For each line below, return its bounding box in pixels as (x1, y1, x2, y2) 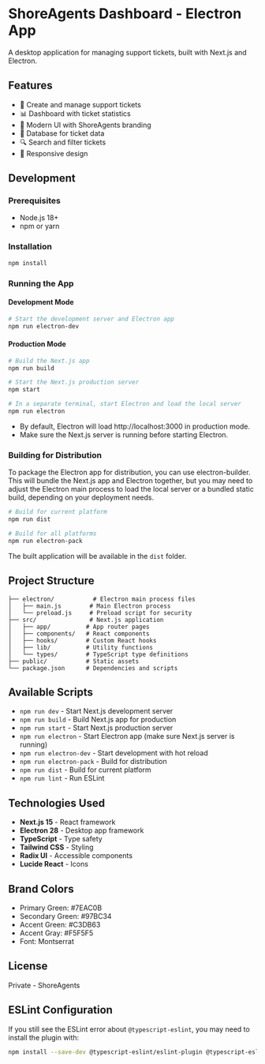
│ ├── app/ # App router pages (8, 623, 150, 631)
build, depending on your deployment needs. (8, 493, 155, 502)
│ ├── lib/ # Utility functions (8, 643, 154, 651)
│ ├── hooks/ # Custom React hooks (8, 636, 157, 644)
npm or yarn (19, 222, 60, 231)
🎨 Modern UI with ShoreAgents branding (19, 120, 151, 129)
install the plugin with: (8, 1032, 80, 1042)
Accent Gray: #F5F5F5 (19, 928, 94, 938)
